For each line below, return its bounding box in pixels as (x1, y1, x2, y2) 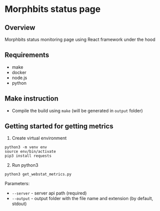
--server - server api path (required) (11, 190, 87, 196)
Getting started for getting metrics (4, 122, 114, 130)
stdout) (11, 201, 27, 207)
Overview (4, 23, 36, 32)
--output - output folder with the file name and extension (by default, (11, 196, 154, 202)
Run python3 (11, 162, 38, 168)
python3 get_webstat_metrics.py (4, 172, 72, 177)
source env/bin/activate (4, 149, 56, 154)
